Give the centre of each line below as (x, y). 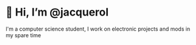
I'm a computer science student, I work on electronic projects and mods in (98, 29)
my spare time (24, 35)
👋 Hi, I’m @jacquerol (57, 12)
